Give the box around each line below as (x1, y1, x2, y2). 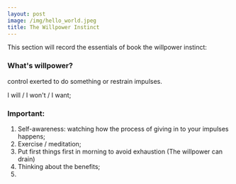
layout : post (7, 10, 46, 18)
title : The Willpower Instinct (7, 23, 100, 31)
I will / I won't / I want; (7, 90, 72, 99)
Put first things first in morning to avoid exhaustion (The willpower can (17, 147, 223, 156)
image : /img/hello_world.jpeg (7, 17, 97, 24)
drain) (17, 154, 35, 163)
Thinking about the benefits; (17, 162, 101, 171)
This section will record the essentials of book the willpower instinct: (7, 43, 208, 52)
